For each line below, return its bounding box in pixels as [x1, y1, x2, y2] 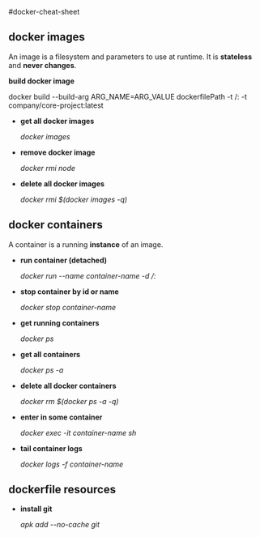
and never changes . [8, 60, 77, 70]
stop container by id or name [19, 287, 119, 296]
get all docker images [19, 116, 95, 126]
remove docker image [19, 147, 96, 157]
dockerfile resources [8, 483, 116, 497]
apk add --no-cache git [19, 520, 100, 530]
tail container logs [19, 443, 83, 453]
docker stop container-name [19, 302, 117, 312]
